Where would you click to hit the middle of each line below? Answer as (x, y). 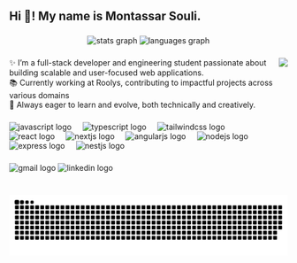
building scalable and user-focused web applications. (107, 73)
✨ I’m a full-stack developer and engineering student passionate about (138, 63)
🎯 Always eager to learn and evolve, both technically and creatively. (133, 105)
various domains (39, 96)
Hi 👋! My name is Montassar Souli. (105, 16)
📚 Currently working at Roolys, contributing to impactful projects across (141, 83)
